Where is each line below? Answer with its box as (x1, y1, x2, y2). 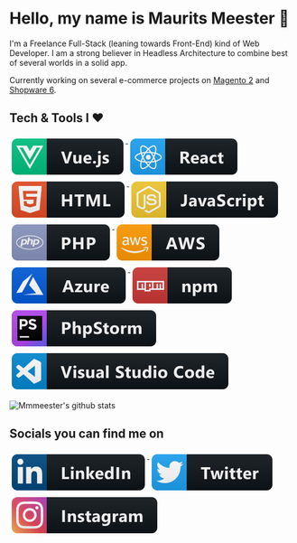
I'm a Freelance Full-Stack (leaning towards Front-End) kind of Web (9, 38, 260, 49)
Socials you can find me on (9, 426, 164, 442)
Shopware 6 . (9, 84, 57, 95)
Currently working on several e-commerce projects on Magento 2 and (9, 74, 270, 85)
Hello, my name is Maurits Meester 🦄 (9, 8, 290, 29)
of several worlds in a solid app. (9, 57, 128, 68)
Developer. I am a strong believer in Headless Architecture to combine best (9, 47, 289, 58)
